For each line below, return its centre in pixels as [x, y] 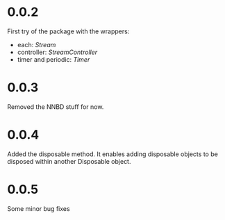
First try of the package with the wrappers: [68, 31]
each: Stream [36, 44]
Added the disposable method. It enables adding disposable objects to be [113, 154]
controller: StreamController [57, 52]
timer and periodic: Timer [53, 59]
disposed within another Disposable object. [69, 161]
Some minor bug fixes [39, 208]
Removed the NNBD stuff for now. [56, 107]
